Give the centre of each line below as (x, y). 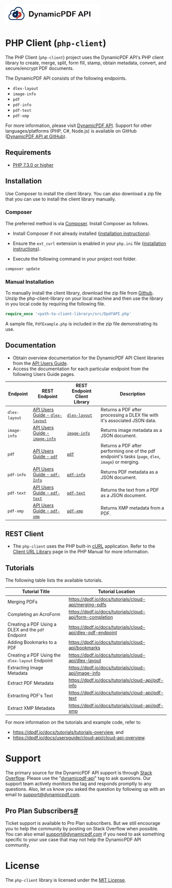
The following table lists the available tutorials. (54, 580)
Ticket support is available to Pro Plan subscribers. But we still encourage (83, 823)
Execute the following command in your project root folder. (74, 259)
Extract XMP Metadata (31, 708)
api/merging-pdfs (87, 604)
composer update (23, 269)
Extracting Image (25, 667)
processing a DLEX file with (130, 415)
